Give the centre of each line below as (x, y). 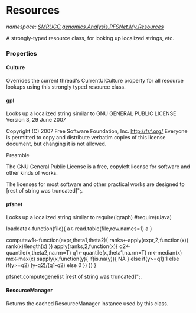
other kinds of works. (32, 173)
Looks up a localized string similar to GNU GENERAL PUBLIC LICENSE (91, 113)
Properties (22, 53)
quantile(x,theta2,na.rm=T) (39, 253)
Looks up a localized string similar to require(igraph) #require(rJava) (89, 217)
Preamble (18, 155)
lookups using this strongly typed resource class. (66, 87)
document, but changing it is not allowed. (56, 144)
